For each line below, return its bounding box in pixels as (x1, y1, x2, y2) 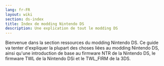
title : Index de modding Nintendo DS (5, 21, 85, 26)
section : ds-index (5, 16, 44, 21)
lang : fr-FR (5, 7, 30, 12)
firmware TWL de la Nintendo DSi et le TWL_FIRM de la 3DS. (5, 55, 131, 61)
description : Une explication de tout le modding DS (5, 26, 118, 31)
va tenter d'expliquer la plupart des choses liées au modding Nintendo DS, (5, 45, 159, 51)
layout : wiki (5, 12, 33, 17)
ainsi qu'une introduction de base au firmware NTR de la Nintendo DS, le (5, 50, 156, 56)
